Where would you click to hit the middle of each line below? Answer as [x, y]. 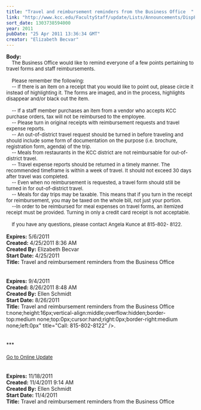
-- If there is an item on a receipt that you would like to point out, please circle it [103, 86]
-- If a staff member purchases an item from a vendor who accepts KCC [94, 110]
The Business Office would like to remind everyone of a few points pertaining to [103, 63]
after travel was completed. [37, 176]
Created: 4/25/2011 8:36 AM [42, 243]
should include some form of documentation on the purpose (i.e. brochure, [92, 140]
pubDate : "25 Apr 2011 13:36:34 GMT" [53, 34]
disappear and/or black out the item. [48, 98]
